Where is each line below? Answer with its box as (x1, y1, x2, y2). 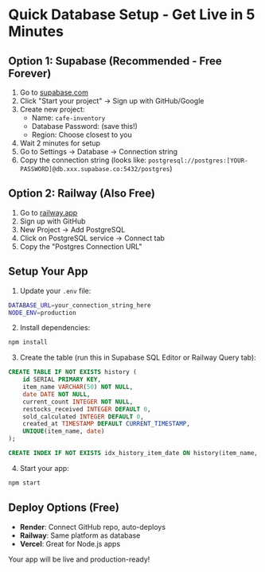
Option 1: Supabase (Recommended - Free (8, 54, 222, 68)
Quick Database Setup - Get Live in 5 (8, 6, 255, 24)
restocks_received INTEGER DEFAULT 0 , (22, 405, 151, 413)
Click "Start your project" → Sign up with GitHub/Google (19, 96, 205, 105)
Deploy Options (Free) (8, 501, 120, 515)
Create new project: (19, 105, 85, 114)
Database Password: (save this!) (31, 122, 138, 130)
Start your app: (19, 463, 69, 473)
